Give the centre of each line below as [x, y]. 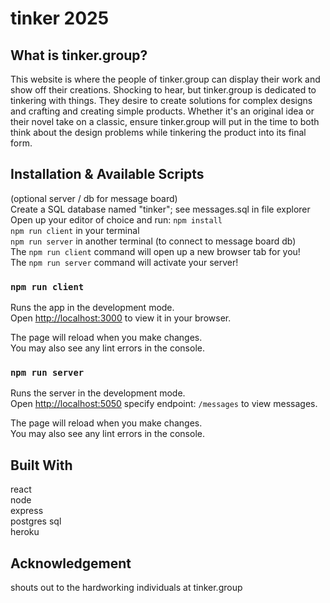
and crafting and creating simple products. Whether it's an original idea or [162, 111]
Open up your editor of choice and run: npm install [116, 219]
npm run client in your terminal [75, 230]
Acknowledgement [71, 563]
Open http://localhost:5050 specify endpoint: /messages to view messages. [164, 404]
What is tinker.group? [79, 55]
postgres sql [36, 521]
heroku [25, 532]
